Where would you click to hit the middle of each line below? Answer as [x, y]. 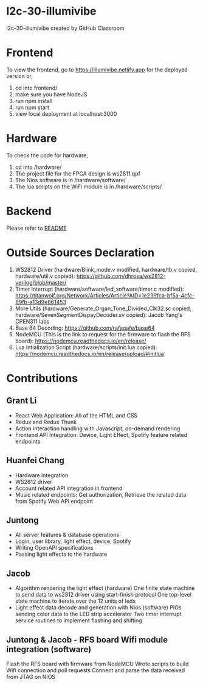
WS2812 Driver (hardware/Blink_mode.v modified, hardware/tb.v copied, [106, 269]
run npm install [34, 101]
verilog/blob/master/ [41, 282]
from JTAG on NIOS [31, 676]
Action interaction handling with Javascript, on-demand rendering [98, 428]
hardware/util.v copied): [45, 276]
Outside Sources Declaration [81, 253]
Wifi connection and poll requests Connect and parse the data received [96, 670]
